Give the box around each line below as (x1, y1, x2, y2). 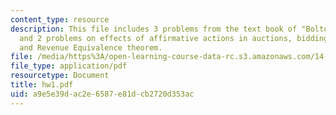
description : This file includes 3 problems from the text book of (10, 24, 298, 34)
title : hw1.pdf (10, 80, 74, 90)
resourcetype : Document (10, 71, 110, 81)
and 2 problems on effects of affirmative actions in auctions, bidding (19, 33, 329, 43)
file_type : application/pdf (10, 61, 128, 71)
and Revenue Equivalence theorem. (19, 42, 163, 53)
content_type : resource (10, 14, 110, 25)
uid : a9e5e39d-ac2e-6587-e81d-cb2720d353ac (10, 89, 195, 99)
